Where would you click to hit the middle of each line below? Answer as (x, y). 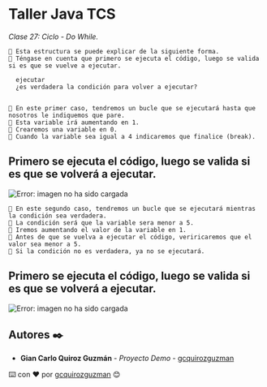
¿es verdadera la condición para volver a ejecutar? (107, 87)
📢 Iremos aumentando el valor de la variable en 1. (97, 230)
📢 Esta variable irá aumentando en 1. (74, 123)
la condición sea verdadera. (58, 216)
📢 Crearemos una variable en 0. (63, 129)
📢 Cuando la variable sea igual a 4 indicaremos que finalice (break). (132, 136)
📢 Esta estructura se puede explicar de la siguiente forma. (114, 51)
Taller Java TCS (62, 14)
